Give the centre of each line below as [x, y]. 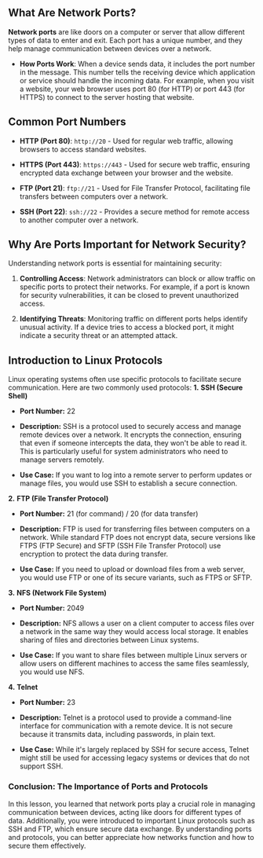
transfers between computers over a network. [94, 196]
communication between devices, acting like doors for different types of [125, 812]
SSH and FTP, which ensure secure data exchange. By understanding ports [130, 829]
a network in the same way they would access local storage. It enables [134, 632]
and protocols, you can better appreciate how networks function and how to [131, 837]
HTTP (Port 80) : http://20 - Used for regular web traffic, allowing [126, 141]
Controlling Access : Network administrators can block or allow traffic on [137, 279]
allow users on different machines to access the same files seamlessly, [134, 664]
